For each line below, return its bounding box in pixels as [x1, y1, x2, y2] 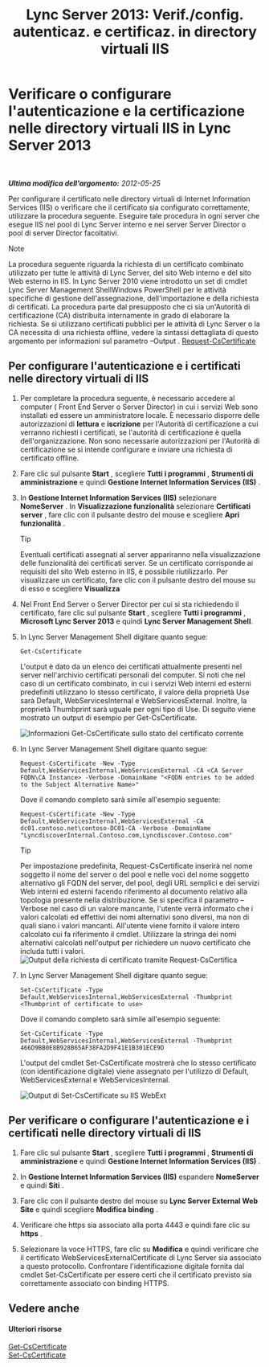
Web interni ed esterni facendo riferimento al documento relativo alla [19, 886, 247, 896]
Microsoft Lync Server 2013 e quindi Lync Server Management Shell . [19, 616, 253, 626]
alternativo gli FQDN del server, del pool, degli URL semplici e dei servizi [19, 878, 259, 887]
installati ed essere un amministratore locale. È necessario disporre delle [19, 410, 260, 420]
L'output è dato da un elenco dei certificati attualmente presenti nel [19, 661, 243, 671]
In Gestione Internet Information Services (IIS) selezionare [19, 493, 217, 502]
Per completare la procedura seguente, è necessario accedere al [19, 393, 235, 403]
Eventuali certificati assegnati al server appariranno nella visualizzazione [19, 549, 261, 559]
